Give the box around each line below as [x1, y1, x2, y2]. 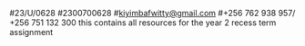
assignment [9, 27, 54, 37]
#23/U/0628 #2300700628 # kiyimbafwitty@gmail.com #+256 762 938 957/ [9, 8, 296, 18]
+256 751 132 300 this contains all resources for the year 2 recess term [9, 17, 277, 28]
